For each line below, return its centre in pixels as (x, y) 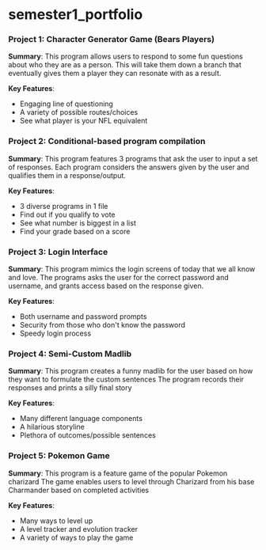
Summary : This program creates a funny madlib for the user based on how (131, 371)
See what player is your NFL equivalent (84, 121)
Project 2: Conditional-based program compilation (107, 142)
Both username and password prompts (83, 317)
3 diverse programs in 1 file (64, 206)
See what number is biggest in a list (78, 222)
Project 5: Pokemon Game (59, 456)
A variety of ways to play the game (76, 537)
